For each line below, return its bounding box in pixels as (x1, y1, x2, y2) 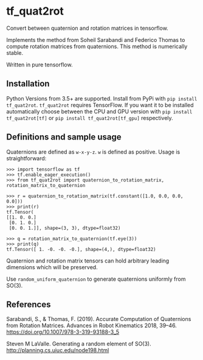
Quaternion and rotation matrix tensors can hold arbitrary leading (6, 257, 170, 264)
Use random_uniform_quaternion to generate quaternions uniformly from (6, 275, 186, 283)
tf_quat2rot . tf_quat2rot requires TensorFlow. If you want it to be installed (6, 101, 194, 108)
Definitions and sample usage (6, 132, 122, 143)
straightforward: (6, 154, 47, 162)
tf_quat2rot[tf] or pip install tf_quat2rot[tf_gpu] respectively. (6, 114, 173, 121)
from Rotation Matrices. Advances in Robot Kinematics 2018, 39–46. (6, 322, 177, 330)
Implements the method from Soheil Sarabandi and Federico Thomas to (6, 36, 185, 43)
